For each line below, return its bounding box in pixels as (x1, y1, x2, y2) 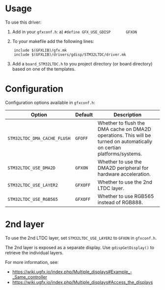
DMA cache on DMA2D (97, 126, 151, 132)
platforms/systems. (97, 150, 142, 157)
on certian (97, 144, 121, 151)
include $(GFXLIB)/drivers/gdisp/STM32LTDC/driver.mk (14, 52, 126, 57)
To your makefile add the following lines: (12, 38, 94, 44)
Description (113, 111, 141, 118)
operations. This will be (97, 131, 151, 138)
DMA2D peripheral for (97, 164, 149, 171)
